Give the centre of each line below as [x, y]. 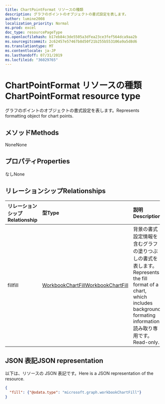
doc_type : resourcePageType [34, 32]
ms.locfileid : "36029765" [31, 60]
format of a [146, 284]
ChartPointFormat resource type [73, 96]
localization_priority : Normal [37, 23]
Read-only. [146, 342]
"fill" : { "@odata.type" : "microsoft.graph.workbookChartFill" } [75, 393]
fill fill [13, 285]
